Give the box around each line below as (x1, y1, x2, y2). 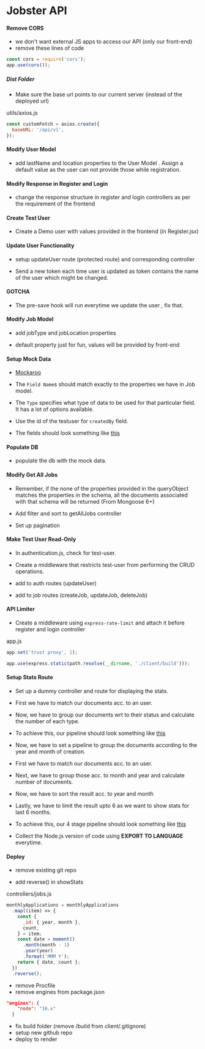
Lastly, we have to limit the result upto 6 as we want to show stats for (15, 802, 190, 809)
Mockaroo (15, 369, 42, 376)
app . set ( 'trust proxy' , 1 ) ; (6, 649, 78, 655)
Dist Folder (6, 75, 35, 83)
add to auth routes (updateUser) (15, 579, 97, 586)
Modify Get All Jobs (6, 471, 58, 478)
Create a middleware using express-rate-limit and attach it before (15, 619, 185, 626)
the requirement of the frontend (15, 200, 95, 207)
